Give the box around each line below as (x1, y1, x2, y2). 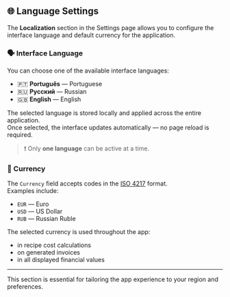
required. (7, 131, 33, 139)
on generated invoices (16, 248, 81, 257)
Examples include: (7, 187, 59, 195)
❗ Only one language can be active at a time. (23, 144, 149, 153)
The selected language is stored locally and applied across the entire (7, 109, 202, 117)
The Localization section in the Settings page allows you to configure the (7, 23, 214, 31)
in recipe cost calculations (16, 241, 91, 249)
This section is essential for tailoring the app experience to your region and (7, 275, 219, 283)
